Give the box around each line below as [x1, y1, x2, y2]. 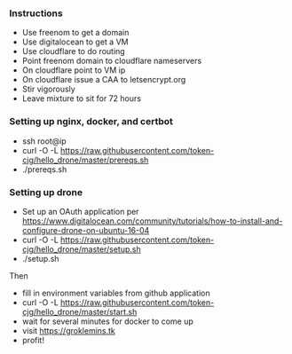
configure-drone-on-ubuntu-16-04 [21, 224, 150, 235]
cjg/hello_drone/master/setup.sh [21, 243, 141, 255]
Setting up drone [9, 185, 83, 198]
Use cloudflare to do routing [21, 46, 126, 57]
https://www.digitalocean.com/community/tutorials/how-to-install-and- [21, 216, 283, 226]
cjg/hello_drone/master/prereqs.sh [21, 154, 149, 165]
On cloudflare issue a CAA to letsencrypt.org [21, 75, 186, 85]
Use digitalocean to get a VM [21, 36, 129, 47]
